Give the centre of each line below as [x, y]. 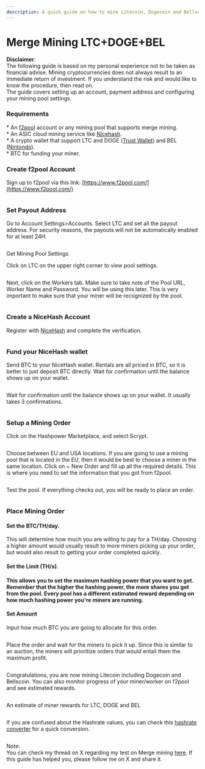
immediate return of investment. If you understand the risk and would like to [102, 79]
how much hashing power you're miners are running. [75, 600]
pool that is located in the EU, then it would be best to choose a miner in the [101, 460]
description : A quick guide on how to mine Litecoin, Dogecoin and [94, 12]
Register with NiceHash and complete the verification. [74, 330]
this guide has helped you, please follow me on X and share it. [85, 759]
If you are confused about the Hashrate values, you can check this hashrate [102, 722]
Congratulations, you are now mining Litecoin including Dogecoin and [94, 675]
